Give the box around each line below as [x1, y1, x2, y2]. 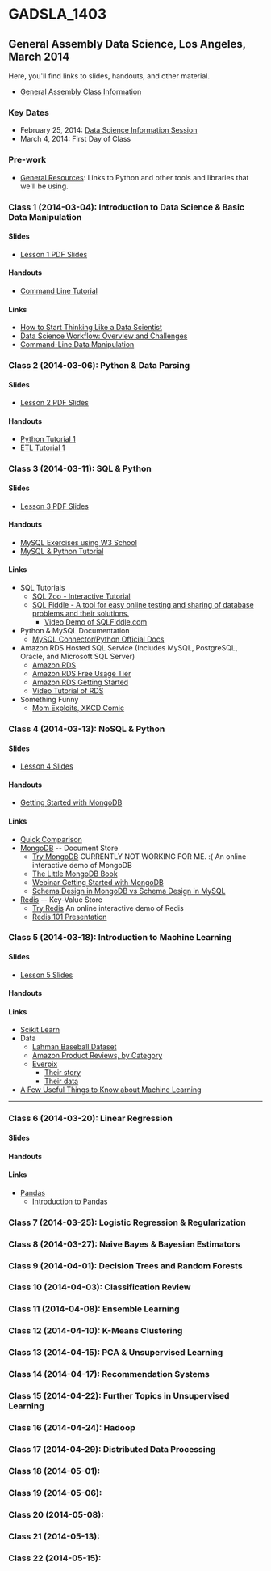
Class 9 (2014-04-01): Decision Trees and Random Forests [8, 1260, 244, 1271]
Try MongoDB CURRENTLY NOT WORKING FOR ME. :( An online [31, 851, 247, 862]
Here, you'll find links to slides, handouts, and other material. [8, 71, 210, 81]
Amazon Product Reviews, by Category [31, 1051, 163, 1061]
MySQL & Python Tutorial [19, 546, 104, 556]
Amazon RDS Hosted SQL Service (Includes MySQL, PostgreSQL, [19, 642, 238, 652]
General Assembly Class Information [19, 87, 142, 96]
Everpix [31, 1059, 58, 1069]
